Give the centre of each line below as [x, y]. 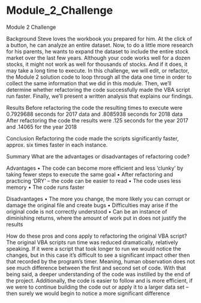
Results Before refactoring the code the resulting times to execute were [94, 107]
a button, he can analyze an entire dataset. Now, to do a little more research [100, 45]
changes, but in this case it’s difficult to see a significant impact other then [98, 255]
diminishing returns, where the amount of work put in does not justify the [96, 218]
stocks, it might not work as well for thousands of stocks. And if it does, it [97, 64]
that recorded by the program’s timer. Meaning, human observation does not [100, 261]
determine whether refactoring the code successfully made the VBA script [98, 89]
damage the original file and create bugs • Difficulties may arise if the [92, 205]
